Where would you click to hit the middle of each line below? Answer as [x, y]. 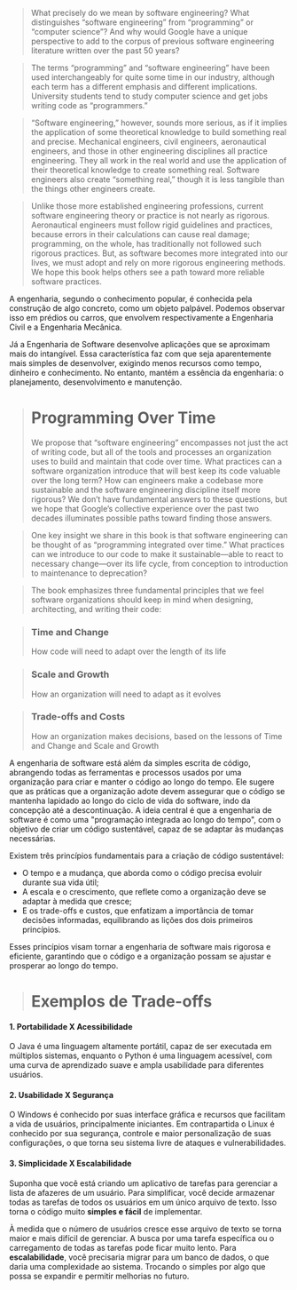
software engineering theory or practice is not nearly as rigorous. [150, 215]
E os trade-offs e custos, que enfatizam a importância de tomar [138, 911]
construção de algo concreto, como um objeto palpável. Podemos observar [147, 308]
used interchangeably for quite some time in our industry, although [152, 77]
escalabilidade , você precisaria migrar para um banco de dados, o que [139, 1257]
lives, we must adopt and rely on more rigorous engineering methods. [158, 263]
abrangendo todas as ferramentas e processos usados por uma [125, 772]
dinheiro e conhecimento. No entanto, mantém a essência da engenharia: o [146, 373]
